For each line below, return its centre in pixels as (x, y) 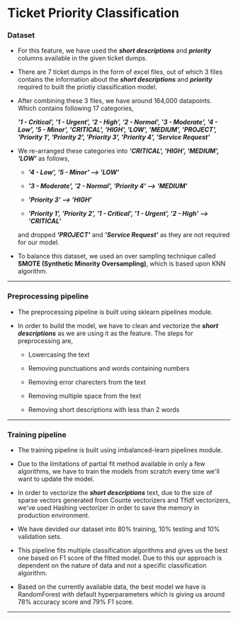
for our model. (38, 242)
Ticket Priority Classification (93, 13)
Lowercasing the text (59, 354)
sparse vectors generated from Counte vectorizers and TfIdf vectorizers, (124, 500)
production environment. (53, 516)
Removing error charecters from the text (87, 382)
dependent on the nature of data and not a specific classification (112, 565)
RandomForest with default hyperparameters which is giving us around (121, 594)
